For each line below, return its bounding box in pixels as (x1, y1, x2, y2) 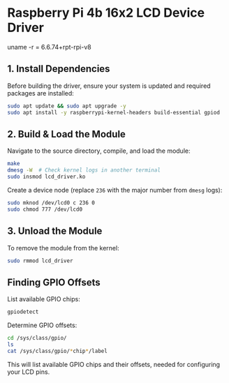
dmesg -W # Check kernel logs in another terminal (7, 167, 161, 174)
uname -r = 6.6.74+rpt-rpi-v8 (7, 43, 92, 51)
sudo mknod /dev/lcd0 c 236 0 (7, 199, 96, 206)
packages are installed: (7, 89, 75, 97)
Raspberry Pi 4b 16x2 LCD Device (7, 5, 205, 21)
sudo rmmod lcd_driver (7, 257, 73, 264)
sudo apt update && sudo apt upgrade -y (7, 103, 127, 110)
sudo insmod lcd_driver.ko (7, 173, 86, 181)
